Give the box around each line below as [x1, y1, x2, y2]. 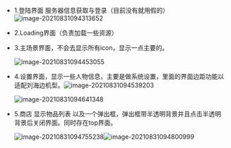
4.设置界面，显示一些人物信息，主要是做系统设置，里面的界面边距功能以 [13, 73, 225, 80]
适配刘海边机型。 [13, 81, 64, 90]
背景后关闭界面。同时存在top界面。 [13, 118, 117, 127]
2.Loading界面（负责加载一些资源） [13, 29, 118, 37]
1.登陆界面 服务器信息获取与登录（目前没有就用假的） [13, 6, 170, 14]
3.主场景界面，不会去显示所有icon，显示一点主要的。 [13, 44, 169, 51]
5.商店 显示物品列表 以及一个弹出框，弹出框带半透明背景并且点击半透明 [13, 110, 221, 118]
